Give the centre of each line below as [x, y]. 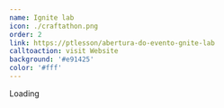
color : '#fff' [36, 68]
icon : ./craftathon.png [54, 26]
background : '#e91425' [52, 59]
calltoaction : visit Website [64, 51]
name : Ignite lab [42, 18]
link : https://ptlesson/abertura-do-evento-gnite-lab [112, 43]
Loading [25, 93]
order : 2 [26, 34]
